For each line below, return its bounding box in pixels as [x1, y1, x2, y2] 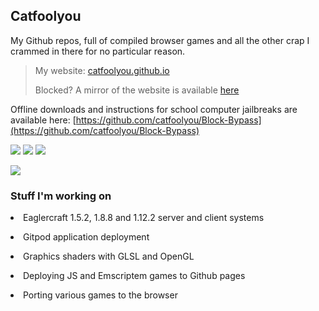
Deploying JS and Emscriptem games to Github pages [23, 270, 246, 282]
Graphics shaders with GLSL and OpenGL [23, 250, 195, 263]
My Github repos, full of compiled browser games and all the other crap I [10, 34, 310, 46]
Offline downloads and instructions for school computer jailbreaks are [10, 103, 298, 115]
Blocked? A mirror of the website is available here [34, 84, 240, 96]
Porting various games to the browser [23, 289, 178, 301]
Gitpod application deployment [23, 231, 150, 243]
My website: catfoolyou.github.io [34, 64, 170, 76]
